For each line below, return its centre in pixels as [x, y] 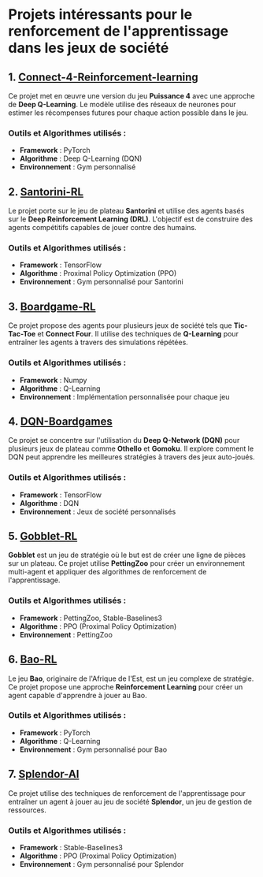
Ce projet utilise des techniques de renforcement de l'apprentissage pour [127, 793]
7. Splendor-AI [44, 774]
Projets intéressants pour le [100, 15]
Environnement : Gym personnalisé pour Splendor [102, 864]
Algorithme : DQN [49, 503]
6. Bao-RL [33, 660]
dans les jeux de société [89, 48]
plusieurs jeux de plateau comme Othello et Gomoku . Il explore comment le [131, 449]
